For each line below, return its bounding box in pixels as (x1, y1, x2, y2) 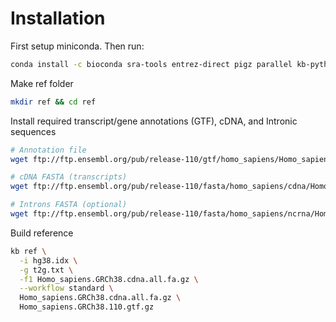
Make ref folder (10, 77, 74, 89)
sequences (10, 125, 57, 137)
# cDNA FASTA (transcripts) (10, 172, 128, 182)
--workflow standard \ (19, 283, 114, 294)
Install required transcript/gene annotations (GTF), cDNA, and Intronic (10, 115, 298, 127)
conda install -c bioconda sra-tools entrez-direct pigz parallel (10, 59, 293, 69)
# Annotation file (10, 145, 87, 155)
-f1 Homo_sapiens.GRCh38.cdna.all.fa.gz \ (19, 274, 199, 284)
